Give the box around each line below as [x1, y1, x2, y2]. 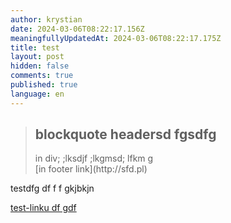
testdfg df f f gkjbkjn [10, 182, 95, 195]
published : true [10, 80, 78, 90]
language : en [10, 89, 65, 99]
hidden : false [10, 61, 70, 71]
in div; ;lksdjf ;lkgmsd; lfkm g [34, 152, 154, 165]
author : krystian [10, 14, 83, 25]
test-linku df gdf [10, 202, 77, 214]
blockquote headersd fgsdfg [34, 126, 217, 143]
